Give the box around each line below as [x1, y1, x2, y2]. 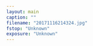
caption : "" [6, 14, 36, 20]
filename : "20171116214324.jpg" [6, 20, 88, 26]
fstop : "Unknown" [6, 25, 50, 32]
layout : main [6, 8, 39, 15]
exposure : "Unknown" [6, 31, 59, 37]
